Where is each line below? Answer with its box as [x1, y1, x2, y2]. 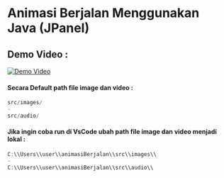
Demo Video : [7, 48, 69, 60]
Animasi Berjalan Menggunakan [7, 5, 200, 21]
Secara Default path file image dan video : [7, 83, 133, 91]
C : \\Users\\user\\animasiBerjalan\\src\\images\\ [7, 151, 157, 158]
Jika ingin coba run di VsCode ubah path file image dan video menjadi [7, 128, 218, 136]
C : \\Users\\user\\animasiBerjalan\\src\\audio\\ [7, 164, 154, 171]
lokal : [7, 135, 26, 143]
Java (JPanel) [7, 20, 90, 36]
